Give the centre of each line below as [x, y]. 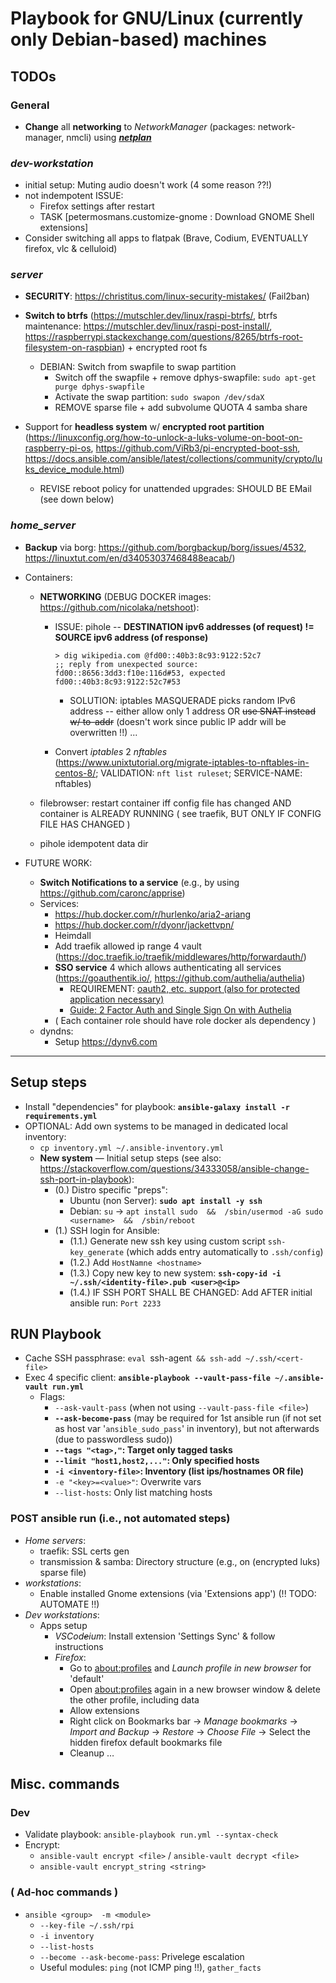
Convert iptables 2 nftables [111, 751]
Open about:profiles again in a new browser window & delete [195, 1689]
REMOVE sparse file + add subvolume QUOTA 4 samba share [181, 408]
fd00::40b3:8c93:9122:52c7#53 [117, 682]
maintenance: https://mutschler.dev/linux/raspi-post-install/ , [148, 326]
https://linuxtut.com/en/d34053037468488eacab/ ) [130, 558]
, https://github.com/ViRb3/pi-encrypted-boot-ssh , [195, 448]
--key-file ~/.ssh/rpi [87, 1925]
